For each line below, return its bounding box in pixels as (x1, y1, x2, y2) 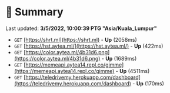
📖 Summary (5, 5, 64, 19)
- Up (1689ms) (101, 55, 137, 62)
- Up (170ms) (132, 79, 164, 87)
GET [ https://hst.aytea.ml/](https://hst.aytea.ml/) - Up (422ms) (14, 42, 164, 49)
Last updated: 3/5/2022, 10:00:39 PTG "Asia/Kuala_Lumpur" (5, 25, 157, 32)
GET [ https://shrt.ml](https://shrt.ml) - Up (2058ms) (14, 36, 138, 43)
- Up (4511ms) (115, 67, 150, 74)
